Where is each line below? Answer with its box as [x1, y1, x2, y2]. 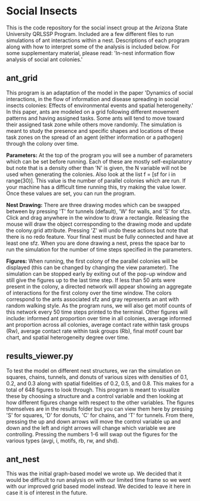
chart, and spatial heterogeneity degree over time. [6, 333, 130, 341]
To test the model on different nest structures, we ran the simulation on [6, 367, 181, 374]
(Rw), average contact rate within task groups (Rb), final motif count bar [6, 327, 183, 335]
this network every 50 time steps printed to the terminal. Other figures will [6, 308, 188, 315]
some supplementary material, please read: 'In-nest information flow [6, 49, 175, 56]
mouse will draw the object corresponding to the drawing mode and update [6, 220, 192, 227]
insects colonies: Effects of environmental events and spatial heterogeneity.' [6, 102, 194, 109]
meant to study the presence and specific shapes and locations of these [6, 127, 184, 134]
